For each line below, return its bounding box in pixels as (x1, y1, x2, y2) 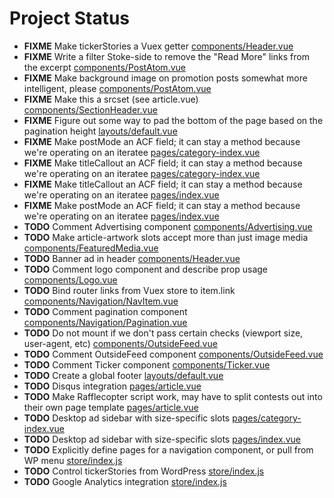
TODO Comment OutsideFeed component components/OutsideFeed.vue (23, 348, 324, 360)
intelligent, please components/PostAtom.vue (23, 82, 212, 94)
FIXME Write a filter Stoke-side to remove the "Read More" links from (23, 50, 310, 62)
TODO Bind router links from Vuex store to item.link (23, 284, 236, 296)
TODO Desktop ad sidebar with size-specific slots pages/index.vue (23, 433, 302, 445)
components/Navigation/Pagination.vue (23, 316, 188, 328)
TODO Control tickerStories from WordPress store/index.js (23, 465, 265, 477)
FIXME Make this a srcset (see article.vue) (23, 93, 199, 105)
